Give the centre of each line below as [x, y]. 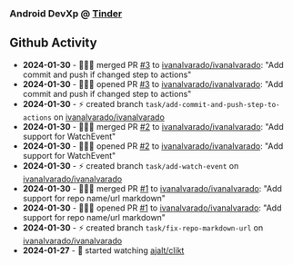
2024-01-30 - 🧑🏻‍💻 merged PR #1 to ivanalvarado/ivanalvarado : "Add [152, 188]
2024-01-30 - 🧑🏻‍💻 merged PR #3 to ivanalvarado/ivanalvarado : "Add [153, 64]
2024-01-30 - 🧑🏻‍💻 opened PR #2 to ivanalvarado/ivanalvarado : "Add [153, 146]
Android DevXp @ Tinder [66, 14]
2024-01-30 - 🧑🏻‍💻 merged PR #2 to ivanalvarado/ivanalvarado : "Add [153, 126]
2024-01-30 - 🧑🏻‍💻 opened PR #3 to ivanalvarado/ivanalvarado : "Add [153, 83]
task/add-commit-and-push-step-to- [212, 104]
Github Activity [53, 43]
